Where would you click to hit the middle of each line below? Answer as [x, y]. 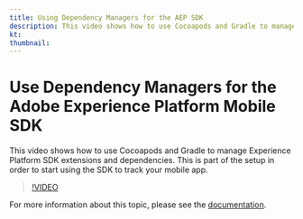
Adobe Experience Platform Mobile [143, 107]
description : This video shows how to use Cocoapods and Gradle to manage [153, 26]
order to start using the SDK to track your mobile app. [109, 170]
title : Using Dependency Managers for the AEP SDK [106, 18]
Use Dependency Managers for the [143, 87]
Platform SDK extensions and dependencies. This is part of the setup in [142, 160]
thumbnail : [30, 43]
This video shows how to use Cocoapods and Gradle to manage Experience [150, 151]
